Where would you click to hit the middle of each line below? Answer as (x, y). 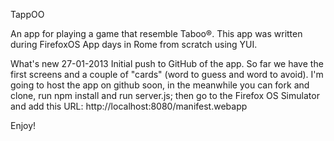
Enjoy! (23, 125)
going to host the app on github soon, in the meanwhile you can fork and (160, 85)
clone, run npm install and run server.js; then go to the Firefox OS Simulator (165, 95)
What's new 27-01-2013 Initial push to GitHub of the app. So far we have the (167, 63)
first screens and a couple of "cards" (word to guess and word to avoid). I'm (167, 74)
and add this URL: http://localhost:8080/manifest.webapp (129, 106)
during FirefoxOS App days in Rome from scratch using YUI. (134, 44)
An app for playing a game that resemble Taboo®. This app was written (156, 33)
